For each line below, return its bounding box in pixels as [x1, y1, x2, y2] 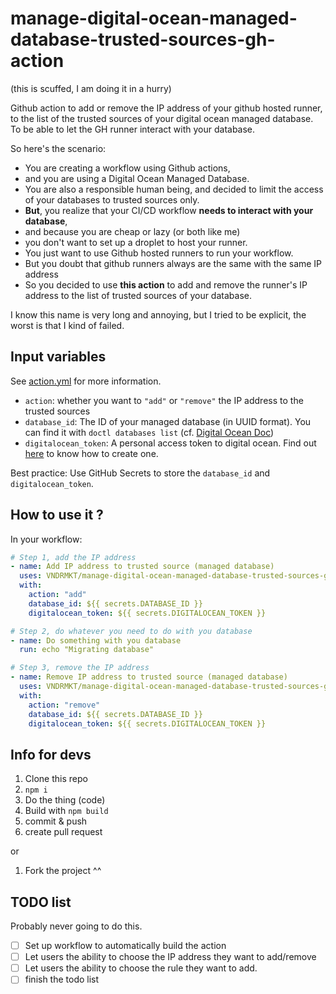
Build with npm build [24, 805, 109, 817]
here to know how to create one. [24, 447, 159, 459]
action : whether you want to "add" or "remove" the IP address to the [24, 394, 304, 406]
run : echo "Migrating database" [19, 645, 155, 655]
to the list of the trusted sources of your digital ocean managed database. [10, 112, 314, 124]
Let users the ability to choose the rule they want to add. [24, 962, 258, 974]
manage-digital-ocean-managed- [10, 7, 298, 30]
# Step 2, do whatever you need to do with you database [10, 626, 253, 636]
